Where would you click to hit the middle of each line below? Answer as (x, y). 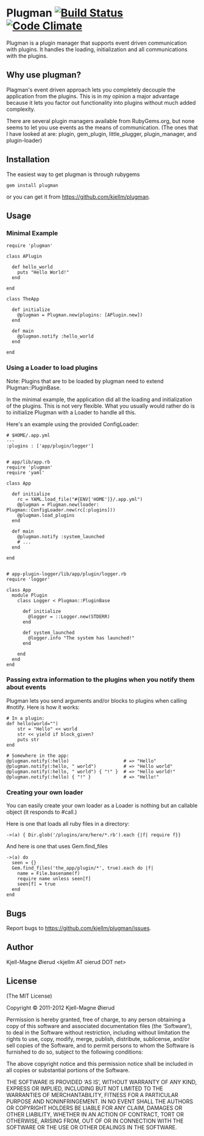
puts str (28, 740)
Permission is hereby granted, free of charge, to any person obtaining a (96, 1019)
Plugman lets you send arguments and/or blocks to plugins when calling (97, 700)
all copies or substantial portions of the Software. (68, 1070)
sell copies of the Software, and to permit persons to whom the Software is (100, 1045)
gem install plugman (33, 185)
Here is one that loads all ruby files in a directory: (68, 824)
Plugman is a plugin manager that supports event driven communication (97, 43)
